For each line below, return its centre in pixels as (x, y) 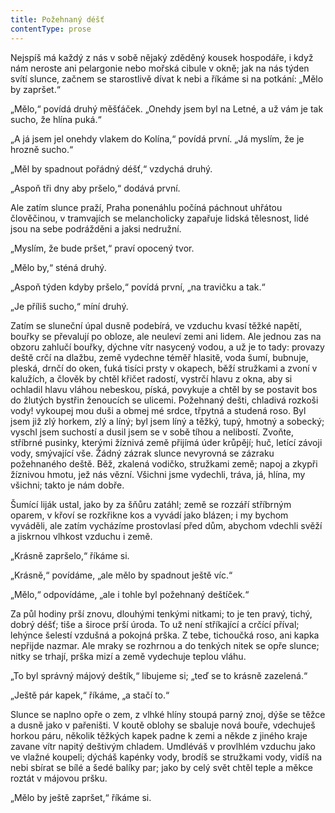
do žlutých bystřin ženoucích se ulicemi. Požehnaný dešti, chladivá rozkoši (164, 400)
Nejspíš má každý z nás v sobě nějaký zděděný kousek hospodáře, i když (162, 57)
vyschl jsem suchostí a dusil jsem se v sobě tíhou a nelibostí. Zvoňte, (152, 432)
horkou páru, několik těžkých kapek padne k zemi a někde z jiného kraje (159, 735)
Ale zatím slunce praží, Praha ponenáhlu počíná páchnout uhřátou (146, 207)
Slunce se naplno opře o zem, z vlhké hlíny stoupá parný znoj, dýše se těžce (168, 714)
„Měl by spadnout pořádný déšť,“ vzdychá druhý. (111, 168)
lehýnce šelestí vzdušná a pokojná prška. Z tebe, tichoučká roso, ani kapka (165, 635)
